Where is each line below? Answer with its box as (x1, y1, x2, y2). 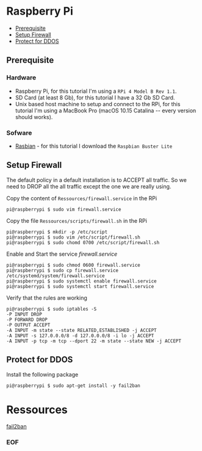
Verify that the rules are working (6, 294, 87, 301)
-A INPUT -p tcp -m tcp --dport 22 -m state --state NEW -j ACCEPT (6, 337, 182, 344)
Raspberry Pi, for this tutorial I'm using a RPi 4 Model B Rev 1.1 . (15, 87, 177, 95)
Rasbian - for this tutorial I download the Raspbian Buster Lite (15, 142, 173, 150)
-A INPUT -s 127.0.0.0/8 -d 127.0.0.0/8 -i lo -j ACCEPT (6, 333, 154, 339)
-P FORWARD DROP (6, 316, 48, 323)
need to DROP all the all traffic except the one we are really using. (6, 182, 171, 190)
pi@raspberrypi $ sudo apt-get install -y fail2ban (6, 383, 140, 389)
